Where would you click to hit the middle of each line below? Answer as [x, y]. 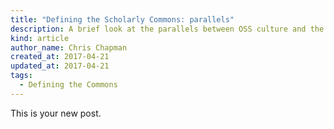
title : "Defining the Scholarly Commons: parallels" [122, 19]
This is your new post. [56, 113]
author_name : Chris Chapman [69, 47]
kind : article [40, 38]
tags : [21, 76]
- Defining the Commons [68, 85]
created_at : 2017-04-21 [60, 57]
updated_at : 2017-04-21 [60, 66]
